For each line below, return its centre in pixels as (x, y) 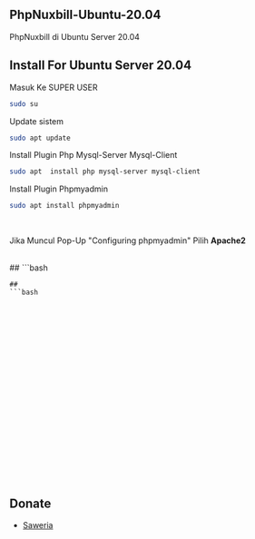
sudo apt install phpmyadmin (64, 206)
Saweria (38, 525)
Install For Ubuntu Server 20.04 (101, 66)
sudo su (24, 103)
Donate (30, 503)
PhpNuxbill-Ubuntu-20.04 (85, 15)
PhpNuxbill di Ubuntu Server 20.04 (75, 36)
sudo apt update (40, 138)
